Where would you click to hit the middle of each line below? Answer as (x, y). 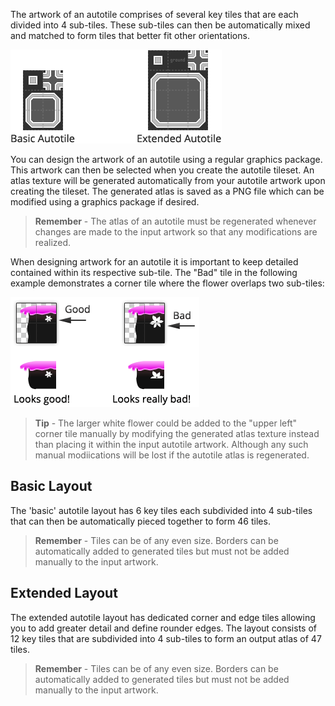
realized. (53, 242)
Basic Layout (51, 486)
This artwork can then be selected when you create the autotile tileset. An (162, 170)
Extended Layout (64, 593)
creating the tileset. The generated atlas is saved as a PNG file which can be (167, 191)
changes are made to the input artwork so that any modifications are (176, 232)
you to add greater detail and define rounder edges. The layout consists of (163, 628)
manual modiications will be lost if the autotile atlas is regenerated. (172, 455)
